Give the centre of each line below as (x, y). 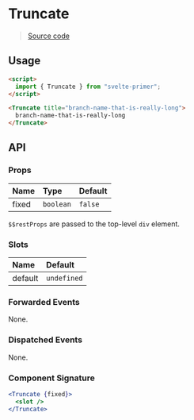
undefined (65, 278)
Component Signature (51, 378)
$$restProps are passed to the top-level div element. (94, 224)
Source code (48, 36)
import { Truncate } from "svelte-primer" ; (88, 87)
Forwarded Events (44, 302)
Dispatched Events (46, 340)
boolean (57, 204)
